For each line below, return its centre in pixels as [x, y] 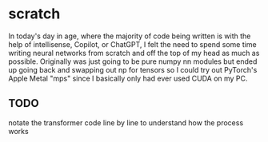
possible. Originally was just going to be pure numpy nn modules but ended [133, 61]
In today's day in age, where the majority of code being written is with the [130, 36]
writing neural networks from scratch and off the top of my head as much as [134, 53]
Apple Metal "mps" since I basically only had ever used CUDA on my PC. [128, 78]
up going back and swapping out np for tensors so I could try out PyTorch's [133, 69]
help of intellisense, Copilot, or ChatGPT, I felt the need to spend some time [133, 44]
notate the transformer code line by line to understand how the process [126, 122]
